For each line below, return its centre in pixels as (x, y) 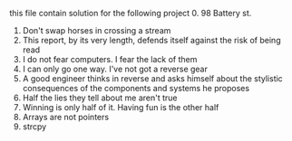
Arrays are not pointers (66, 117)
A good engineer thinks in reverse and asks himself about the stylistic (152, 79)
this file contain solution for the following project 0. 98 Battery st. (131, 13)
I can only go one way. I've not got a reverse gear (115, 69)
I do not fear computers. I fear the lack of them (110, 59)
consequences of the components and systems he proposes (136, 88)
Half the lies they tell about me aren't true (100, 98)
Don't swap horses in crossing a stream (97, 30)
